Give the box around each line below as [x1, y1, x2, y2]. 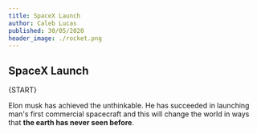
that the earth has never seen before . [8, 118, 135, 128]
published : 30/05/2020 [8, 26, 84, 35]
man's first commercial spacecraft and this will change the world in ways [8, 109, 250, 119]
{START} [8, 85, 38, 95]
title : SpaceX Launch [8, 11, 81, 20]
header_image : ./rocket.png [8, 34, 103, 43]
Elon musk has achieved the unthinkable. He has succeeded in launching [8, 101, 250, 111]
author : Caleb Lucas [8, 19, 78, 27]
